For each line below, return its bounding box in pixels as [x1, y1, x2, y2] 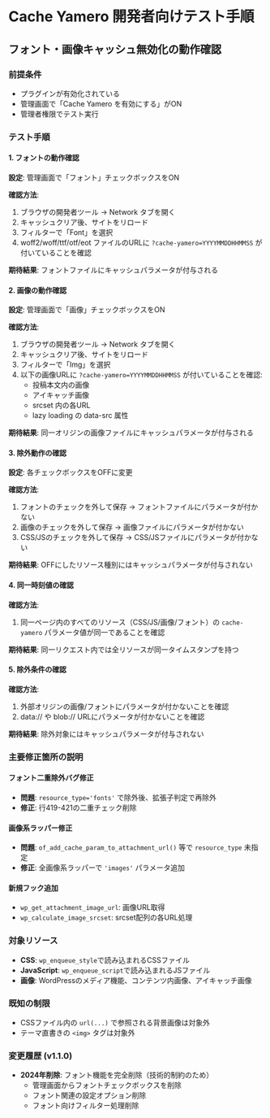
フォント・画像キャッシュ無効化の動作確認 [8, 42, 221, 56]
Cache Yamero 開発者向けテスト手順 [8, 7, 255, 26]
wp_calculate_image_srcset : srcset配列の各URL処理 [19, 912, 193, 923]
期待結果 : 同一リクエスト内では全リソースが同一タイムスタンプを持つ [8, 644, 239, 655]
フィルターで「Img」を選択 [19, 359, 111, 370]
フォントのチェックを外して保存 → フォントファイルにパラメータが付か [19, 502, 259, 512]
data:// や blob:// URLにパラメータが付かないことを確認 [19, 711, 205, 721]
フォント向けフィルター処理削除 [32, 1101, 139, 1111]
